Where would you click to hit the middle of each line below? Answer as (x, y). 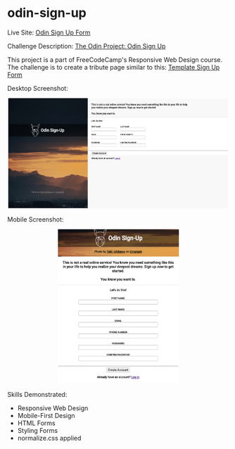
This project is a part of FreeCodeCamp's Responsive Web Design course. (115, 59)
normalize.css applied (49, 438)
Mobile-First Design (46, 415)
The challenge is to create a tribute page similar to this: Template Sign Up (114, 67)
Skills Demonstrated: (37, 394)
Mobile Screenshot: (36, 219)
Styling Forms (38, 430)
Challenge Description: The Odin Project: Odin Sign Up (87, 46)
